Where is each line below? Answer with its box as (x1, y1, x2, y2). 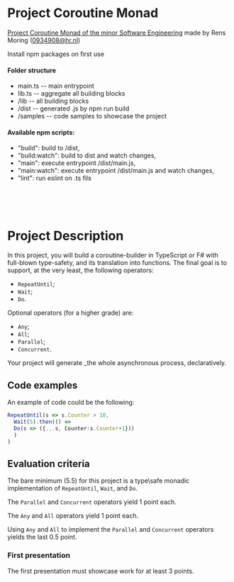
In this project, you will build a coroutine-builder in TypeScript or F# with (7, 251, 218, 259)
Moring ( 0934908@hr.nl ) (7, 35, 81, 44)
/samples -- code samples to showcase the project (17, 112, 167, 121)
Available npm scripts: (7, 128, 75, 136)
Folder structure (7, 66, 57, 74)
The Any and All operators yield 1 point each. (7, 512, 139, 520)
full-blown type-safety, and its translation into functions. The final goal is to (7, 259, 228, 267)
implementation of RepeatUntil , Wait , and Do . (7, 484, 138, 493)
